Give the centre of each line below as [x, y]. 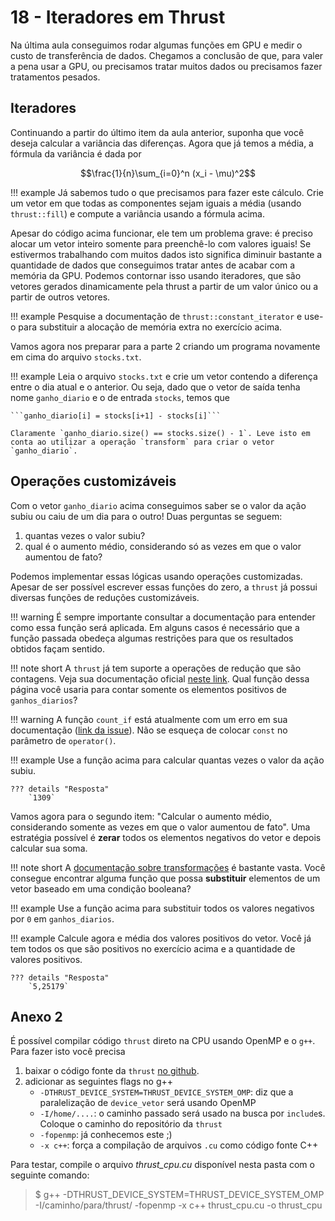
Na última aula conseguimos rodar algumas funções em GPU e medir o [156, 45]
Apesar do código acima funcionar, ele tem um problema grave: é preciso [161, 233]
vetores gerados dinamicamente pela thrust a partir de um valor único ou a [164, 286]
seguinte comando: [50, 1175]
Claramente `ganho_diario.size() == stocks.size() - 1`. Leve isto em [160, 433]
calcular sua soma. [49, 848]
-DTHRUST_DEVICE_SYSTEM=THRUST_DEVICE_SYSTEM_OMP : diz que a [166, 1092]
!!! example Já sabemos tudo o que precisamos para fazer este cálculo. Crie [167, 192]
